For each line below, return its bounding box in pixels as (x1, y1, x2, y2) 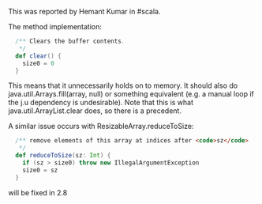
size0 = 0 (22, 59, 55, 67)
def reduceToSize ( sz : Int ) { (15, 152, 111, 160)
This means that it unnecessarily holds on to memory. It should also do (8, 81, 238, 90)
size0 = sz (22, 166, 58, 174)
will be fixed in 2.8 (8, 187, 68, 197)
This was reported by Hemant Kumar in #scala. (8, 7, 161, 16)
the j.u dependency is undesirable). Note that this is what (8, 98, 194, 108)
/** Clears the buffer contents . (15, 37, 125, 45)
